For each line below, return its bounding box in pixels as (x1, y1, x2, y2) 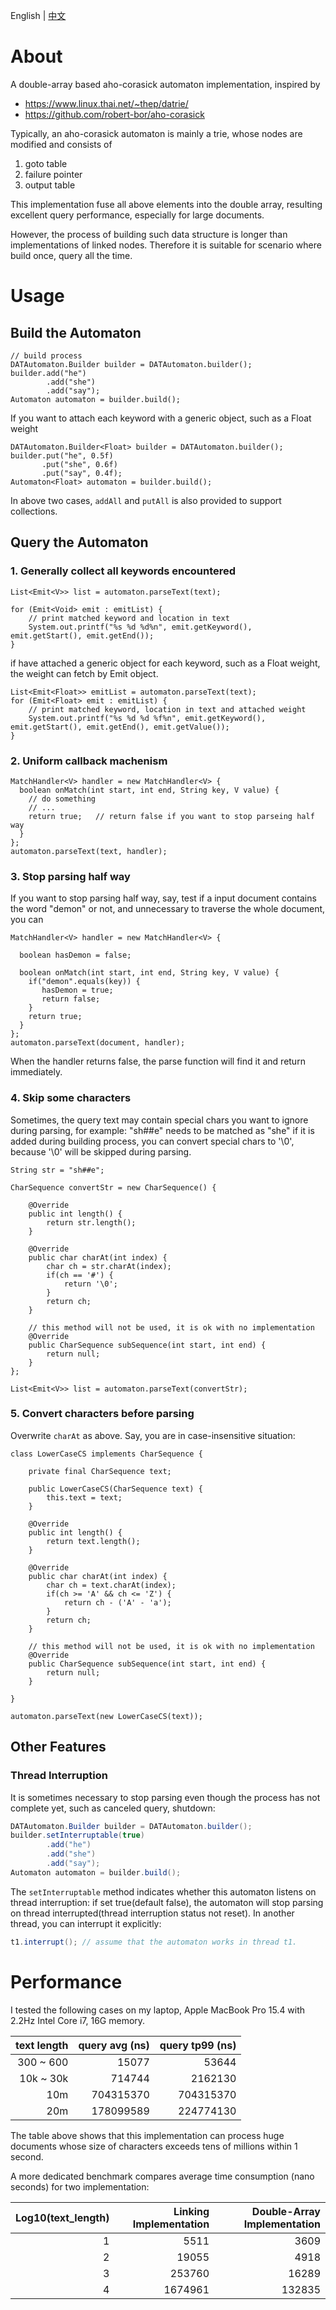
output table (24, 179, 76, 191)
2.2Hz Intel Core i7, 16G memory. (10, 2014, 146, 2026)
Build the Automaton (10, 324, 142, 341)
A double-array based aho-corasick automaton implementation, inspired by (10, 78, 321, 90)
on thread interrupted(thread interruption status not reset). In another (10, 1907, 295, 1919)
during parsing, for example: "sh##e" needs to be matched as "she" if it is (10, 1124, 315, 1136)
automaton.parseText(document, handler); (10, 1038, 186, 1048)
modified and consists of (10, 138, 113, 150)
